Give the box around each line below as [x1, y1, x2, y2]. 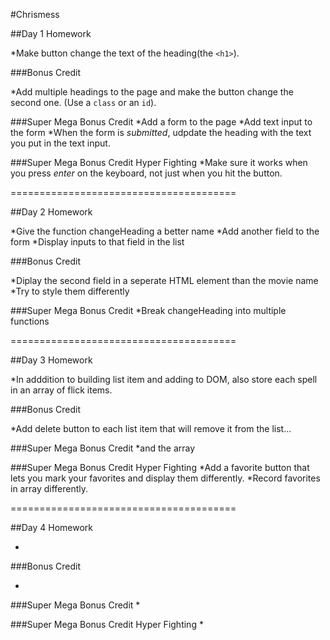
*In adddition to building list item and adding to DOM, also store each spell [10, 374, 318, 385]
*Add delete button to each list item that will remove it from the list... [10, 423, 292, 434]
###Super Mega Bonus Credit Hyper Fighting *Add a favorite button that [10, 462, 310, 473]
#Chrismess [10, 9, 60, 20]
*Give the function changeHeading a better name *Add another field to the [10, 225, 320, 237]
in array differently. [10, 483, 89, 494]
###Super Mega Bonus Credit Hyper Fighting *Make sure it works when [10, 157, 308, 168]
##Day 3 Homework [10, 354, 93, 366]
